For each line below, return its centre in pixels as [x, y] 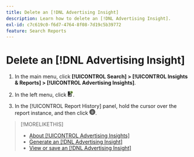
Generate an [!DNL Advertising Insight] [76, 142]
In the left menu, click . [44, 95]
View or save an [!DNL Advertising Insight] [80, 148]
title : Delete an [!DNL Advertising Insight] [62, 12]
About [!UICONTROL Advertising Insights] [79, 136]
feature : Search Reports [36, 31]
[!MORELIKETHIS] [42, 124]
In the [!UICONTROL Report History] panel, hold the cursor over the [96, 106]
